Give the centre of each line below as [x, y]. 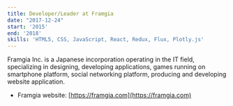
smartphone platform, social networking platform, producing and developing [117, 75]
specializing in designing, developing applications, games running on [106, 67]
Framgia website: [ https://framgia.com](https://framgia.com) [104, 96]
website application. [36, 82]
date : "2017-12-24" [36, 20]
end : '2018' [24, 33]
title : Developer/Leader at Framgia [60, 14]
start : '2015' [28, 26]
